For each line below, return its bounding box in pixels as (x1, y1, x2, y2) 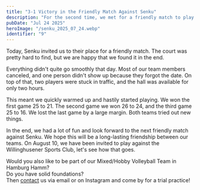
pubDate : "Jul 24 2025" (6, 20, 66, 26)
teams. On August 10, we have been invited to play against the (6, 140, 160, 147)
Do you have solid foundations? (6, 170, 84, 177)
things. (6, 115, 23, 123)
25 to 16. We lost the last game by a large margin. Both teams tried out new (6, 109, 191, 116)
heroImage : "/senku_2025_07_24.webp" (6, 25, 101, 32)
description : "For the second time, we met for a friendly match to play (6, 14, 195, 20)
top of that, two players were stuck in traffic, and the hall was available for (6, 79, 189, 86)
